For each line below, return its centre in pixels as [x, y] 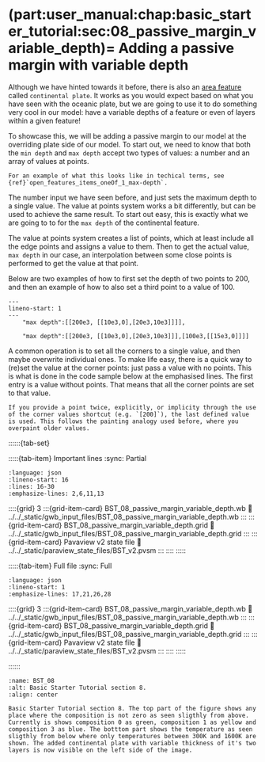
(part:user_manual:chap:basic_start [130, 15]
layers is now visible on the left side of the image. [100, 750]
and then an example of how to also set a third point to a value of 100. [122, 287]
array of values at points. [49, 161]
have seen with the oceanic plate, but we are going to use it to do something [132, 104]
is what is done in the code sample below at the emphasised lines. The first [131, 376]
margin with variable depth [98, 65]
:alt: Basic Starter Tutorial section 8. [78, 688]
